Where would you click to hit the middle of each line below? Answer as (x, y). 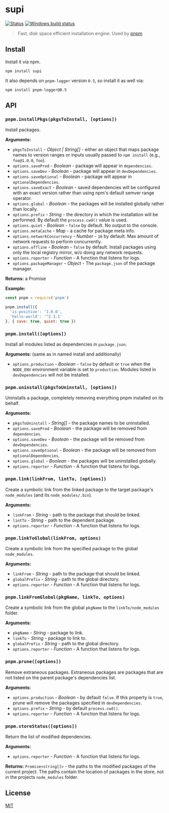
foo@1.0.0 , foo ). (29, 160)
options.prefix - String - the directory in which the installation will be (85, 215)
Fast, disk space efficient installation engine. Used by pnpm (80, 33)
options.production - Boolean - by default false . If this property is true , (88, 697)
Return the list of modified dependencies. (49, 736)
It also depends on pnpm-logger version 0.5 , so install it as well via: (75, 81)
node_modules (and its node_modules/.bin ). (49, 495)
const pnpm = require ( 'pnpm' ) (37, 298)
